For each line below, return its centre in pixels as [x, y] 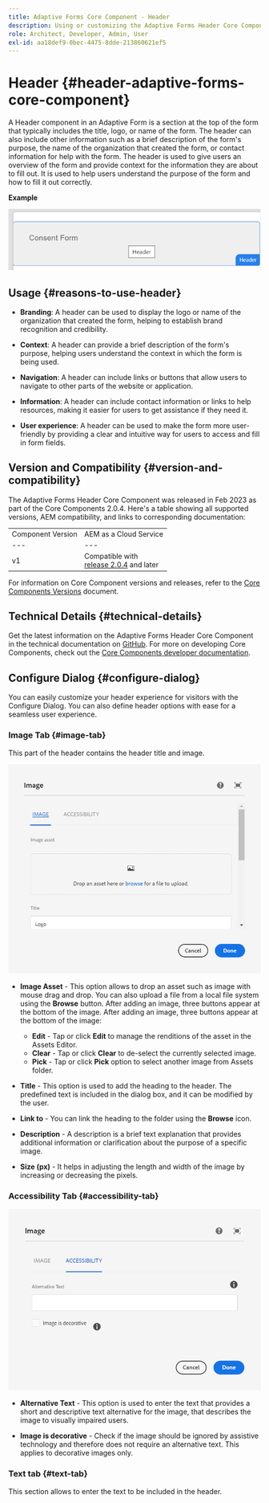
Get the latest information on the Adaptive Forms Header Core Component [131, 635]
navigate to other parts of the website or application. [106, 386]
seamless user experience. [53, 714]
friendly [33, 435]
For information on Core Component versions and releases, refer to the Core [134, 582]
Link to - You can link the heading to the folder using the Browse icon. [136, 1118]
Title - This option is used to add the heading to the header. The [126, 1085]
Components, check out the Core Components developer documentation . [129, 653]
